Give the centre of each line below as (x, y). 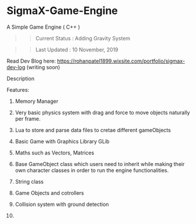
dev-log (16, 67)
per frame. (28, 119)
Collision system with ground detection (62, 204)
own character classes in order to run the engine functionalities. (92, 170)
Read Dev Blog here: (31, 61)
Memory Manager (37, 101)
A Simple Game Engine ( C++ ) (43, 27)
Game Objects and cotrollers (49, 193)
